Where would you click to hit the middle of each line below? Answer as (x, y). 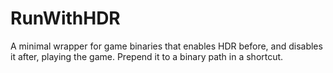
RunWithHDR (65, 18)
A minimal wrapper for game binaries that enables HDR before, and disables (166, 46)
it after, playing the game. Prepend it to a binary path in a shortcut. (147, 56)
